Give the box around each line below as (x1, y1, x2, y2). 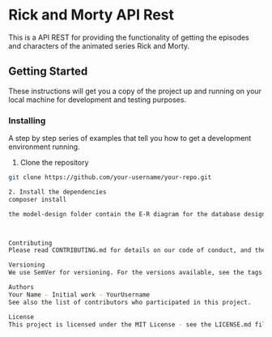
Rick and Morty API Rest (8, 6, 175, 24)
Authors (8, 284, 35, 292)
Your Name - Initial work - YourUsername (8, 290, 151, 299)
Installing (8, 115, 46, 126)
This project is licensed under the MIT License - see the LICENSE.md (8, 320, 252, 329)
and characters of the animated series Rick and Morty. (8, 41, 190, 50)
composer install (8, 195, 67, 203)
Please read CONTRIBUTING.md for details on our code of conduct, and (8, 246, 252, 254)
